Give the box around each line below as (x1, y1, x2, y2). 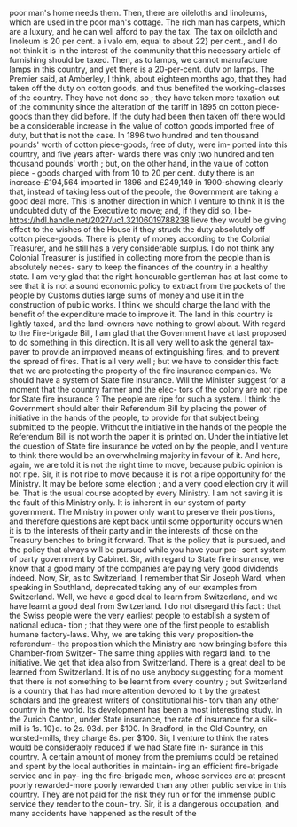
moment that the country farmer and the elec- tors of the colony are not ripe (9, 385, 288, 394)
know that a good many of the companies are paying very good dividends (9, 563, 279, 573)
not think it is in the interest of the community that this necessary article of (9, 45, 281, 56)
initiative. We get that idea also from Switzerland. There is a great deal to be (9, 658, 286, 667)
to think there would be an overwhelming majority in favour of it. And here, (9, 450, 281, 460)
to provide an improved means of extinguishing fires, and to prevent (32, 347, 280, 357)
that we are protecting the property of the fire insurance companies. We (9, 365, 272, 376)
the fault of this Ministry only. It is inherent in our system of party (9, 497, 246, 508)
